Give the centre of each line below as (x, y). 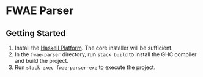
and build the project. (41, 61)
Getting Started (36, 33)
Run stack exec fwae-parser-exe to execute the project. (85, 67)
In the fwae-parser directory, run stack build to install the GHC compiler (105, 54)
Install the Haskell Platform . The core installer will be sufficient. (94, 48)
